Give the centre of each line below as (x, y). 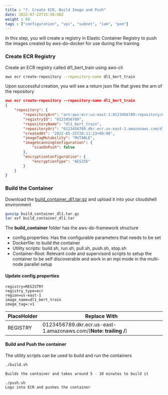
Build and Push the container (36, 344)
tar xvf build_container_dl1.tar (40, 218)
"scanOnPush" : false (53, 148)
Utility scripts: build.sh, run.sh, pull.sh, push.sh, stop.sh (69, 248)
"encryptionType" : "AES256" (61, 161)
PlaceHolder (23, 316)
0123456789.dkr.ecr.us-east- (79, 324)
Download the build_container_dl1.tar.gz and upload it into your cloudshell (81, 199)
